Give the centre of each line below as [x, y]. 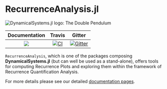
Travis [58, 35]
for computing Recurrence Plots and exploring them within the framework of [83, 66]
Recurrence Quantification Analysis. [42, 72]
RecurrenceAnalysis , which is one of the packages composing [69, 56]
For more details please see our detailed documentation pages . [70, 81]
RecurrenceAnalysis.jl [52, 9]
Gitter [79, 35]
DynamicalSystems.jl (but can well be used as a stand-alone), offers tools [82, 61]
